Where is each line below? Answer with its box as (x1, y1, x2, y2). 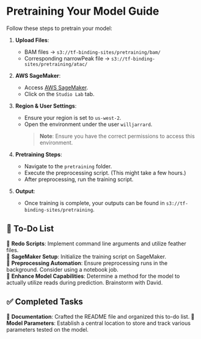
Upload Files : (15, 36, 49, 43)
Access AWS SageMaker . (24, 84, 89, 91)
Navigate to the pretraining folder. (24, 162, 112, 169)
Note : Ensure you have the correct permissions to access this (39, 132, 196, 140)
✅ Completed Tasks (6, 297, 84, 307)
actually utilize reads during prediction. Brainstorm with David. (6, 278, 163, 286)
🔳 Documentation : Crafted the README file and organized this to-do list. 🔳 (6, 313, 195, 320)
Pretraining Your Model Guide (6, 4, 159, 18)
